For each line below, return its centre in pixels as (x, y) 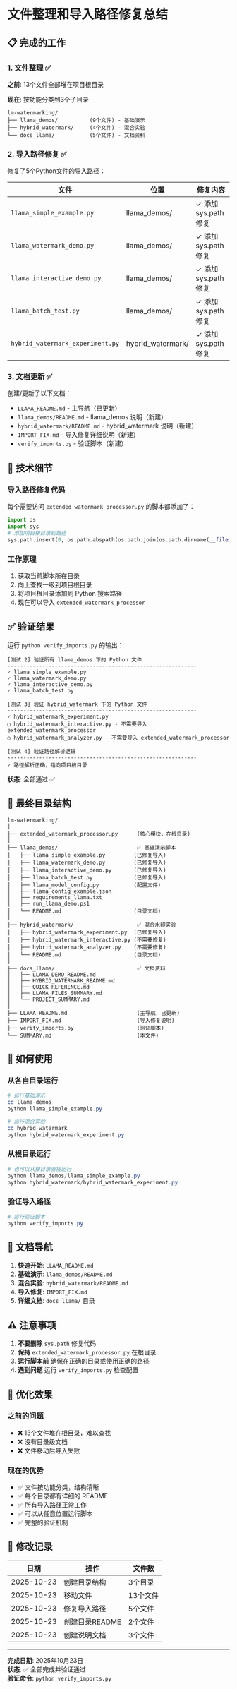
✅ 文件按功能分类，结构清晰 (58, 1487)
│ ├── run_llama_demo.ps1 (49, 903)
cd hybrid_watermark (38, 1128)
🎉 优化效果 (30, 1394)
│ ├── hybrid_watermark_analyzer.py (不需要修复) (87, 947)
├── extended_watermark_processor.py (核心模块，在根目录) (99, 834)
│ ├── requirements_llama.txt (55, 897)
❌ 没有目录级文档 (43, 1441)
